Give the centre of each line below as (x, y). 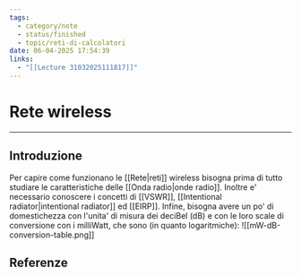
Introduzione (46, 156)
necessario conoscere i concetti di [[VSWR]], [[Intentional (116, 196)
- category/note (47, 26)
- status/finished (52, 34)
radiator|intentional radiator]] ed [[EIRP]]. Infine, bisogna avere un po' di (142, 206)
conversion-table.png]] (52, 235)
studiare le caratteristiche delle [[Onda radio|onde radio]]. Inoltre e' (133, 187)
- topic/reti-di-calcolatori (72, 43)
